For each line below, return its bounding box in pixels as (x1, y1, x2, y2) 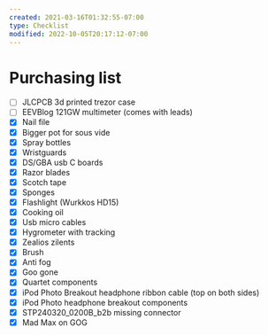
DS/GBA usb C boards (21, 157, 103, 167)
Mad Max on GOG (21, 316, 88, 328)
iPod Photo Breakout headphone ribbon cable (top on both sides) (21, 287, 260, 298)
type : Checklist (9, 21, 69, 30)
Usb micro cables (21, 217, 87, 228)
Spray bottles (21, 136, 72, 147)
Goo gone (21, 267, 59, 277)
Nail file (21, 117, 50, 128)
